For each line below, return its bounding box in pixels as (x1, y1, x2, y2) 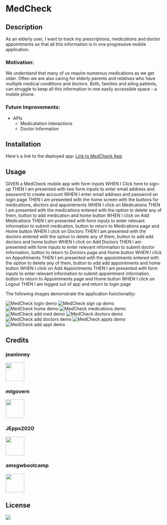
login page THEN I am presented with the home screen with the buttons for (5, 197, 159, 203)
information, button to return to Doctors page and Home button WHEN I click (5, 250, 162, 256)
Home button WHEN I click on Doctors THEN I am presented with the (5, 228, 146, 234)
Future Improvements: (5, 104, 60, 111)
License (5, 501, 31, 510)
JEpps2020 (5, 425, 34, 432)
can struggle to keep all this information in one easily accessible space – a (5, 86, 158, 92)
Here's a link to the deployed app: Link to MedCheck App (5, 153, 122, 159)
